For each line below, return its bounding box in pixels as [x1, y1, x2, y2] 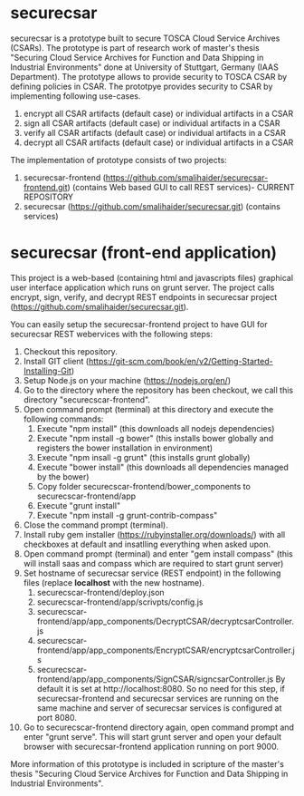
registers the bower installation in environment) [36, 442, 214, 453]
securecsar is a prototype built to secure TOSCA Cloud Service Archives [10, 33, 280, 44]
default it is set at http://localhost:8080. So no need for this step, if [36, 683, 286, 694]
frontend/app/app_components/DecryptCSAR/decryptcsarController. [36, 616, 295, 626]
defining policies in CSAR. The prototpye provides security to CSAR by [10, 81, 273, 92]
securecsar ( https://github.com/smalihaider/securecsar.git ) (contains [23, 200, 281, 211]
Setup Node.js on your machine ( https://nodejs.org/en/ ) [23, 374, 232, 385]
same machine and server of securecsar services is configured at [36, 702, 282, 713]
